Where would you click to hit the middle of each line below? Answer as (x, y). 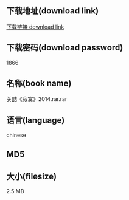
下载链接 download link (35, 27)
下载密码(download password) (65, 48)
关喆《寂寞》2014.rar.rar (37, 99)
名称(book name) (39, 84)
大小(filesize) (31, 177)
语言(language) (36, 120)
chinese (16, 135)
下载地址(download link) (53, 11)
